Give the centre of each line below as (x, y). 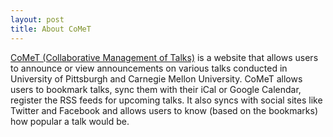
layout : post (37, 19)
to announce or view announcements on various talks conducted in (149, 68)
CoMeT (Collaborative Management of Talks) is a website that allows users (164, 57)
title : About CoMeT (51, 29)
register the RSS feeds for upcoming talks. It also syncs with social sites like (166, 100)
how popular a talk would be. (70, 121)
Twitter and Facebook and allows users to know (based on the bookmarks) (164, 110)
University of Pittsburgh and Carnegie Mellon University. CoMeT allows (156, 78)
